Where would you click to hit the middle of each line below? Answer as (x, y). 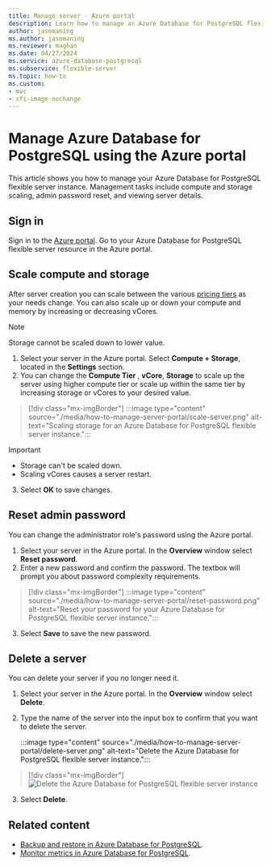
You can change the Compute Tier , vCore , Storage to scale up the (132, 375)
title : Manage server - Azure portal (72, 16)
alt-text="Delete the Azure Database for (173, 751)
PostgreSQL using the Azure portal (127, 156)
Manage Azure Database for (104, 139)
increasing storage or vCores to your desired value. (105, 393)
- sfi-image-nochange (45, 99)
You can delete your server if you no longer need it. (94, 678)
